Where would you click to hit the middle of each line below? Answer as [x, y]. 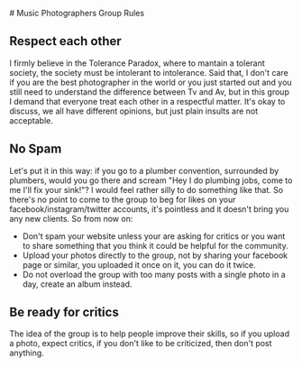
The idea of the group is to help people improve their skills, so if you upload [150, 334]
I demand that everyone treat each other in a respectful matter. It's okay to [147, 101]
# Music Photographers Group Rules [77, 13]
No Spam [36, 149]
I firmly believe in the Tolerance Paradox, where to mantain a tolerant [137, 63]
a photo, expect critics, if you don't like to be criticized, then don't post [141, 344]
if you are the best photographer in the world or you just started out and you [151, 82]
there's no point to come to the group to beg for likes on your [123, 199]
